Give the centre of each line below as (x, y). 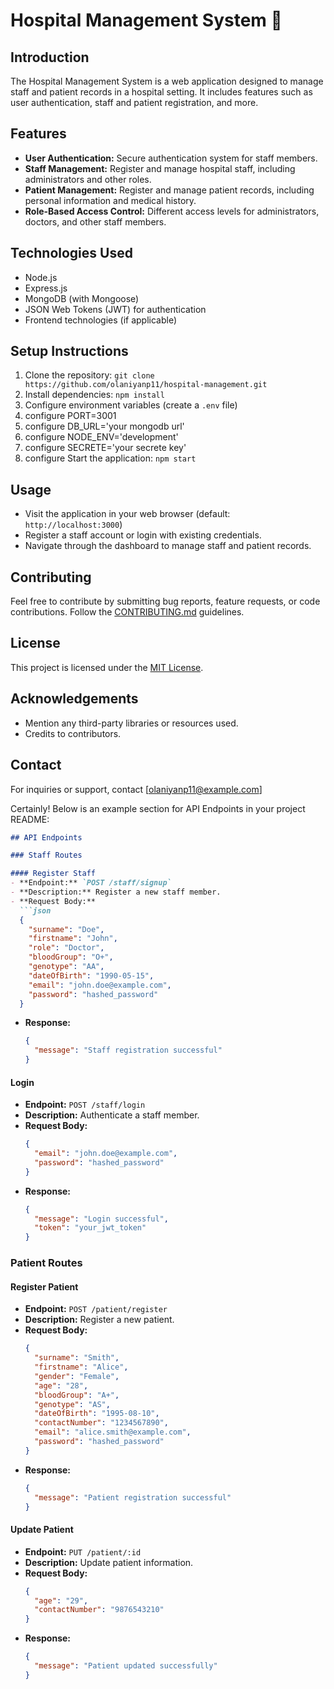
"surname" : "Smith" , (77, 1358)
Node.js (41, 277)
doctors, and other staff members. (95, 221)
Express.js (46, 288)
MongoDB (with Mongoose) (82, 298)
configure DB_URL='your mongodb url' (104, 426)
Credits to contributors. (73, 733)
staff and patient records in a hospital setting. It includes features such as (161, 92)
